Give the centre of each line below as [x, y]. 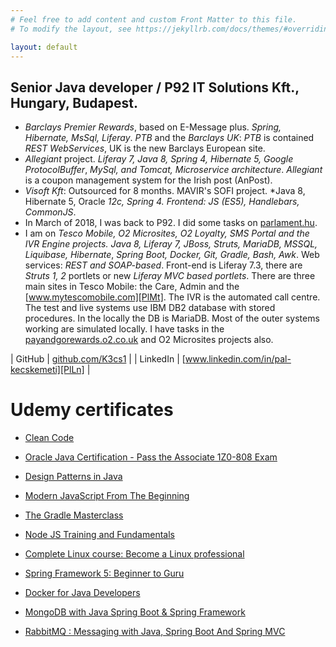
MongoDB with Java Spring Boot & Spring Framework [135, 612]
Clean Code [49, 438]
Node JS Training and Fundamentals [99, 535]
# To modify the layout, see [71, 29]
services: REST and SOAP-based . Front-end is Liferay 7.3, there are [163, 265]
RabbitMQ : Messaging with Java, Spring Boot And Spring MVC [155, 632]
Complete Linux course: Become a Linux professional [134, 554]
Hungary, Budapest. [74, 102]
